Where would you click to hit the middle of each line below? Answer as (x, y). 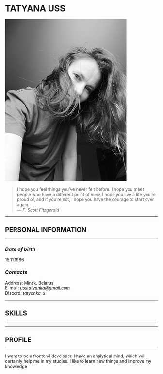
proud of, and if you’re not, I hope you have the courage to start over (85, 199)
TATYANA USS (35, 9)
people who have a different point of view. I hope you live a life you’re (86, 194)
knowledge (16, 366)
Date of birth (20, 249)
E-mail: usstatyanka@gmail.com (38, 288)
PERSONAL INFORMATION (46, 230)
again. (23, 204)
